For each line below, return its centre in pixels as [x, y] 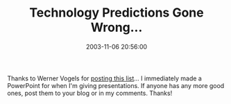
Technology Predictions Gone [117, 13]
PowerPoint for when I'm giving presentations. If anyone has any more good [116, 85]
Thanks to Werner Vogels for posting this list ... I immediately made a [105, 78]
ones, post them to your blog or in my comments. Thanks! [90, 93]
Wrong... [117, 27]
